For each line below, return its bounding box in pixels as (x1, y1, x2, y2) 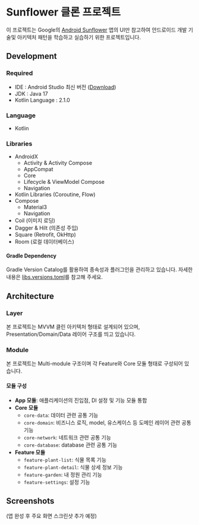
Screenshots (6, 496, 55, 506)
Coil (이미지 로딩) (14, 217, 55, 224)
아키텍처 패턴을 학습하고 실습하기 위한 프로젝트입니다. (17, 33, 141, 40)
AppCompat (23, 166, 53, 173)
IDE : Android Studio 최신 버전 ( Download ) (14, 83, 116, 90)
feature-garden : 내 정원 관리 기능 (23, 471, 102, 478)
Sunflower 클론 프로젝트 (6, 5, 121, 19)
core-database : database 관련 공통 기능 (23, 441, 118, 448)
